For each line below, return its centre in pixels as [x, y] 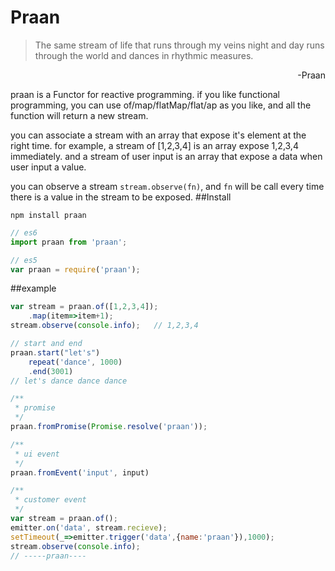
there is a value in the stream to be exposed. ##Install [121, 197]
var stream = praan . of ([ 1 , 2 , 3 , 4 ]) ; [84, 307]
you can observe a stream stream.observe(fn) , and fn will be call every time [167, 186]
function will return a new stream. [79, 115]
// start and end [46, 344]
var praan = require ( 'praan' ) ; [75, 269]
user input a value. [48, 167]
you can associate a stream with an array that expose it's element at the [158, 135]
